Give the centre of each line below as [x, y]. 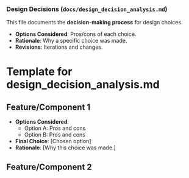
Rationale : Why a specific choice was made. [71, 41]
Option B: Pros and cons [55, 135]
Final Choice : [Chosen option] [53, 141]
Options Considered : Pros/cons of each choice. [76, 34]
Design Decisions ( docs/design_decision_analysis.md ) [87, 9]
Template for [39, 72]
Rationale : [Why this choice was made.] [65, 148]
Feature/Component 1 [48, 107]
